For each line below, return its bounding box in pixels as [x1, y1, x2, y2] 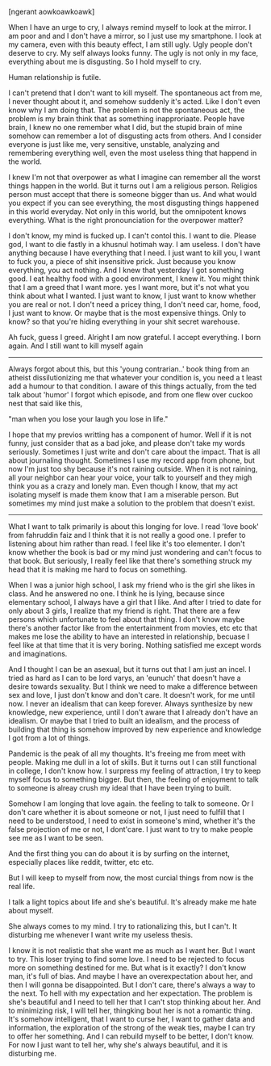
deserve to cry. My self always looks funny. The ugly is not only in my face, [8, 48, 259, 57]
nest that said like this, [8, 399, 83, 408]
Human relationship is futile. [8, 73, 102, 82]
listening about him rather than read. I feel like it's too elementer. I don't [8, 539, 245, 548]
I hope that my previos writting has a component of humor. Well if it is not [8, 430, 252, 439]
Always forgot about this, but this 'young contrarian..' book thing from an [8, 364, 250, 374]
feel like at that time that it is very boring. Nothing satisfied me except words [8, 640, 262, 649]
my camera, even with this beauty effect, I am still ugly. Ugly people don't [8, 40, 252, 49]
